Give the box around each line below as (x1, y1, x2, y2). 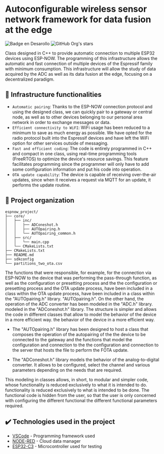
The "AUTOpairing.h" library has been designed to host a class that (12, 326, 148, 332)
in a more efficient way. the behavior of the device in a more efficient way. (5, 316, 155, 323)
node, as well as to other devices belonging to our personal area (12, 114, 142, 120)
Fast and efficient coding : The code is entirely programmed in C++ (12, 145, 152, 151)
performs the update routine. (12, 182, 71, 188)
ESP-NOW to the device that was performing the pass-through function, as (5, 274, 157, 281)
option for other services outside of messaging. (12, 140, 109, 146)
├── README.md (5, 252, 34, 257)
